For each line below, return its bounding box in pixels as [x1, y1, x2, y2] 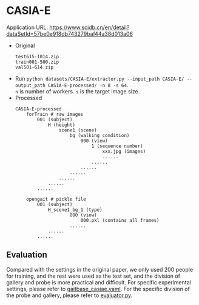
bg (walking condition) [69, 132, 130, 138]
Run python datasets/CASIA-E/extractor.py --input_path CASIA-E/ [15, 75, 184, 82]
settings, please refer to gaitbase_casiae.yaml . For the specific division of [6, 285, 190, 292]
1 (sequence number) [91, 143, 144, 149]
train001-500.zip [15, 59, 59, 65]
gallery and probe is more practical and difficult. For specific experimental [6, 278, 191, 286]
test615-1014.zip [15, 53, 59, 59]
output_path [15, 82, 46, 89]
